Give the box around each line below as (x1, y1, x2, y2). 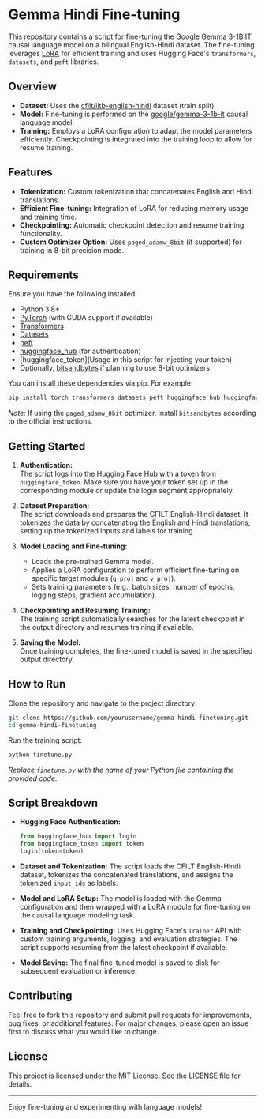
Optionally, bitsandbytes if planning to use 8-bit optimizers (19, 364, 211, 373)
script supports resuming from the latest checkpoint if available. (19, 942, 228, 951)
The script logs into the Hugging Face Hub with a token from (19, 469, 217, 479)
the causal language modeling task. (19, 910, 136, 920)
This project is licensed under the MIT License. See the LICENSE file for (8, 1071, 241, 1080)
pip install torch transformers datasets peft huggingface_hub (8, 394, 221, 402)
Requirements (8, 268, 79, 281)
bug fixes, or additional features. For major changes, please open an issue (8, 1018, 249, 1028)
